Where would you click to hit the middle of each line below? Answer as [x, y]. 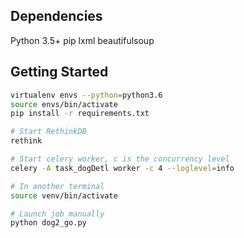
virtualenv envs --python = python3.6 [86, 95]
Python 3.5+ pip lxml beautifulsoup [82, 40]
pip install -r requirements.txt [80, 114]
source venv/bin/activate [64, 195]
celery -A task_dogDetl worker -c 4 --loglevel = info [122, 168]
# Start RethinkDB [48, 132]
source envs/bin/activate [64, 104]
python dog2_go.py [48, 223]
